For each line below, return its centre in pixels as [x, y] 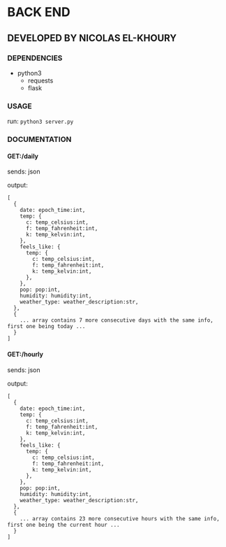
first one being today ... [46, 327]
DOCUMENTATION [39, 139]
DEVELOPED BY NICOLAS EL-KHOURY [92, 38]
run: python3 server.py [40, 121]
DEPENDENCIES [35, 58]
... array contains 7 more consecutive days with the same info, [117, 320]
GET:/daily [23, 156]
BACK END [39, 12]
